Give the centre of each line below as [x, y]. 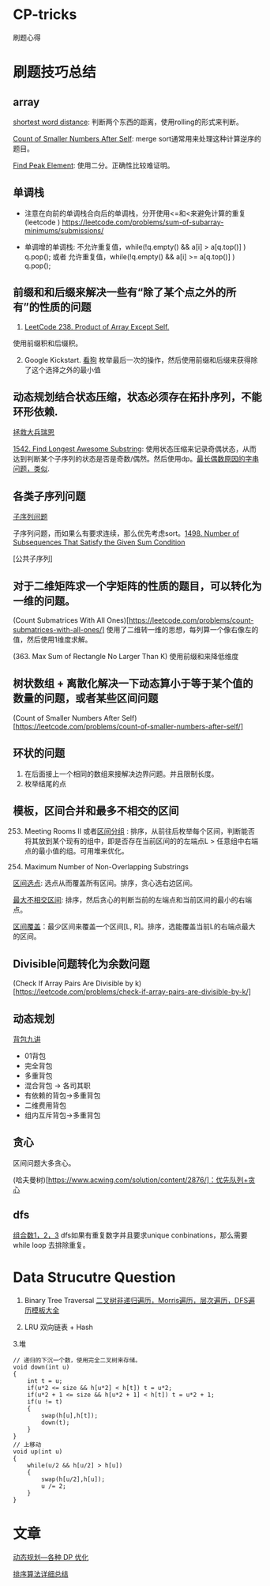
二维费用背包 [45, 1106]
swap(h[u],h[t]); [69, 1415]
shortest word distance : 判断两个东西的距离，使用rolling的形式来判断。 [128, 122]
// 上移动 [27, 1445]
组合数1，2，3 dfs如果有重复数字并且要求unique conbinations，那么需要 [130, 1235]
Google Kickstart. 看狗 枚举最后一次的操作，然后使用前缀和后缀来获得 [137, 360]
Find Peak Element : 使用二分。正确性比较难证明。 [94, 165]
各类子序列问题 [49, 496]
